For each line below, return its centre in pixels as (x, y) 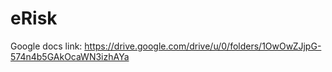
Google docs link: (46, 46)
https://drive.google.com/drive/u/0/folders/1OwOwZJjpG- (203, 46)
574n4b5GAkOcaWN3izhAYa (70, 56)
